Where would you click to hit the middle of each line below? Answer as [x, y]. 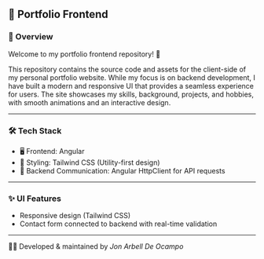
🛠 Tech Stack [35, 130]
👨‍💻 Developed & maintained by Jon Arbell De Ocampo [96, 246]
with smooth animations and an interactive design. [90, 102]
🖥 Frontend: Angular [52, 151]
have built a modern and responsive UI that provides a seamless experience [131, 86]
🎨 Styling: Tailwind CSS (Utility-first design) [90, 162]
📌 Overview [31, 37]
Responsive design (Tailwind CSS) [75, 216]
